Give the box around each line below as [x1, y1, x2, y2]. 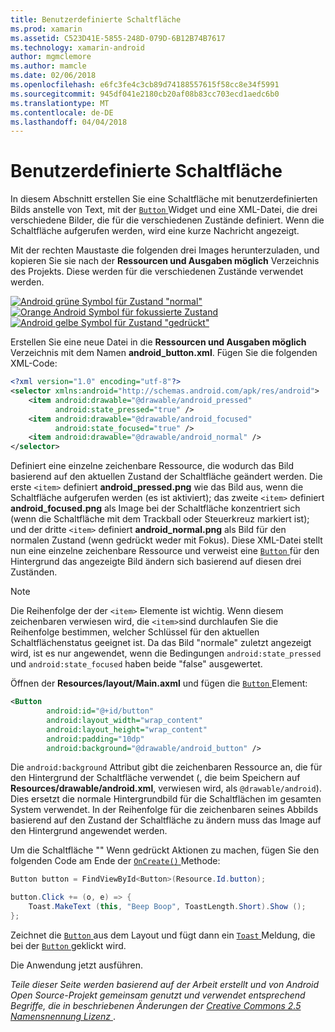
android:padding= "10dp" [46, 734, 145, 744]
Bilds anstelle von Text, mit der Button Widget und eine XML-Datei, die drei [10, 204, 318, 216]
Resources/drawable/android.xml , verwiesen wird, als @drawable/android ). [10, 782, 322, 795]
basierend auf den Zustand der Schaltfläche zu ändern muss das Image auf [10, 814, 322, 826]
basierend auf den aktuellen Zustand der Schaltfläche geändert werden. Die [10, 471, 323, 483]
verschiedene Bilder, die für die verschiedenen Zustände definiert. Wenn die [10, 214, 325, 226]
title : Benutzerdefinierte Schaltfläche [10, 14, 182, 25]
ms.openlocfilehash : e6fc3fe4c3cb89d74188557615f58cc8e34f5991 [10, 80, 280, 90]
